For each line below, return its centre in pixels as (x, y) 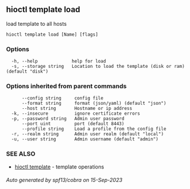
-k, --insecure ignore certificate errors (76, 114)
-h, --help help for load (59, 61)
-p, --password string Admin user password (68, 119)
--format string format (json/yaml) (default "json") (94, 104)
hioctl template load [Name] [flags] (52, 35)
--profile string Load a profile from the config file (94, 129)
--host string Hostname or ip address (77, 109)
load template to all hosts (36, 23)
